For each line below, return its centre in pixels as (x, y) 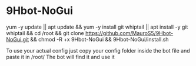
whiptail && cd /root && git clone (45, 33)
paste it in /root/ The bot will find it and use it (60, 57)
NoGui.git (18, 39)
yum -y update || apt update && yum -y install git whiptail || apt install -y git (97, 27)
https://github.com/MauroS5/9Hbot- (129, 33)
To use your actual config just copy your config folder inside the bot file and (98, 50)
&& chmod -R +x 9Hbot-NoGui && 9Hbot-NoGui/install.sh (99, 39)
